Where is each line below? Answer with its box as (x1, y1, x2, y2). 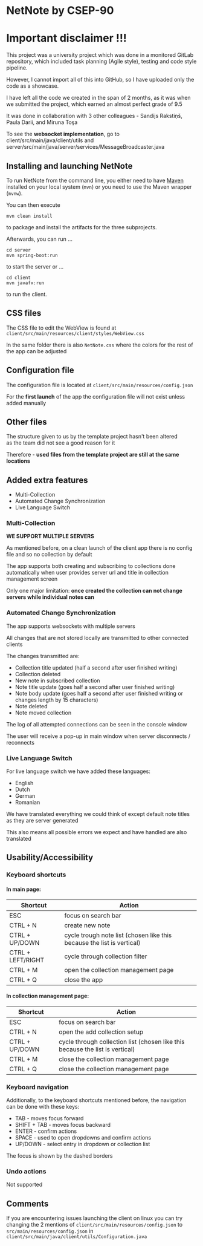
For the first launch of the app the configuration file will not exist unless (6, 393, 185, 400)
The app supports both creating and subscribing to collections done (6, 563, 176, 570)
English (14, 780, 34, 787)
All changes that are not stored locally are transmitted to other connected (6, 634, 189, 641)
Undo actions (6, 1167, 47, 1176)
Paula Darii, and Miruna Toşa (6, 119, 78, 126)
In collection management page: (6, 993, 89, 1000)
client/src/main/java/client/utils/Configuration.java (6, 1234, 147, 1240)
